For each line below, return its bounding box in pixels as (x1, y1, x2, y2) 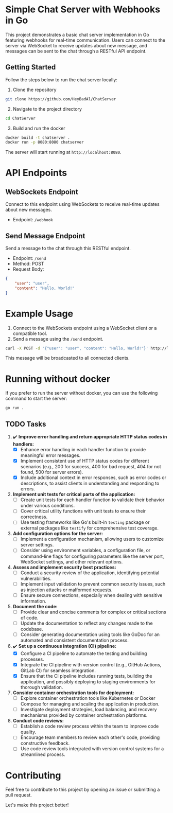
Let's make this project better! (5, 802, 69, 808)
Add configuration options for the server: (12, 531, 103, 537)
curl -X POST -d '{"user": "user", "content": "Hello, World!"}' (5, 346, 148, 351)
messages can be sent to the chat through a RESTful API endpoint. (5, 48, 147, 54)
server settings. (20, 542, 54, 548)
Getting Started (5, 63, 56, 72)
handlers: (12, 441, 34, 447)
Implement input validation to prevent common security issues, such (20, 580, 166, 587)
